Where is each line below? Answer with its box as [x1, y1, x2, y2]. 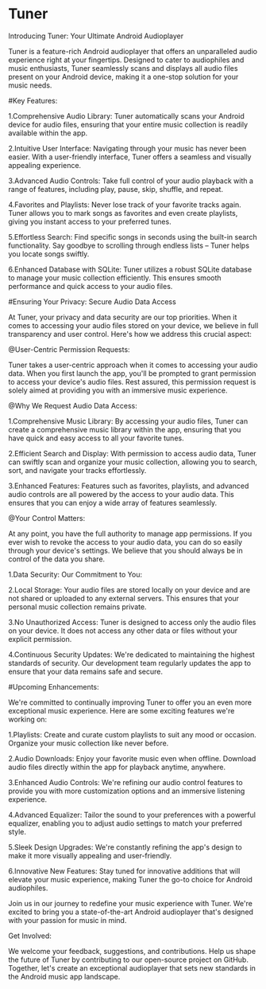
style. [8, 827, 26, 836]
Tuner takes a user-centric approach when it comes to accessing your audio [8, 360, 258, 369]
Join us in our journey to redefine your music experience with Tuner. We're [8, 898, 253, 908]
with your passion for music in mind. [8, 915, 127, 924]
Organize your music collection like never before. [8, 738, 169, 748]
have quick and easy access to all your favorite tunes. [8, 433, 184, 443]
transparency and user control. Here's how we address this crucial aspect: [8, 329, 253, 338]
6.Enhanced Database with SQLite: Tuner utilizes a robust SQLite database [8, 264, 253, 274]
